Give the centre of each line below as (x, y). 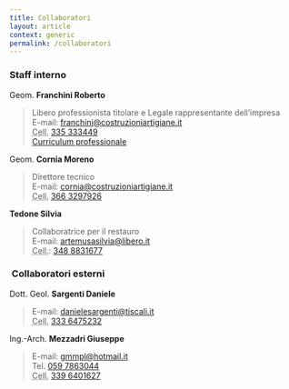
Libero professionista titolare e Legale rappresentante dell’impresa (155, 112)
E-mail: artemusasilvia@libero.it (91, 241)
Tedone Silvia (35, 214)
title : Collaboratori (50, 18)
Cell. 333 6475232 (67, 321)
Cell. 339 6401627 (66, 375)
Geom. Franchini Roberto (58, 95)
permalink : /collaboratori (60, 43)
